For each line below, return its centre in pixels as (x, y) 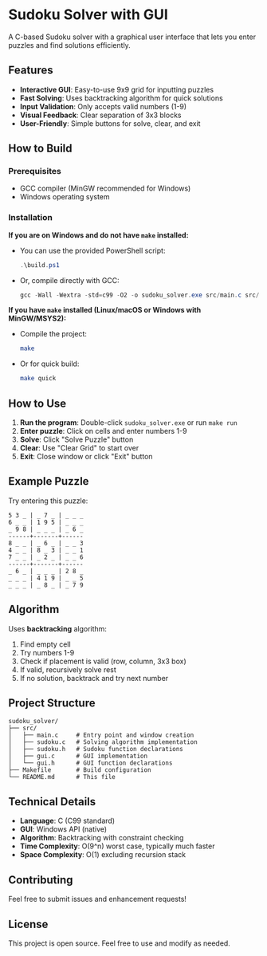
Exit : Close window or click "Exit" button (86, 457)
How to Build (41, 149)
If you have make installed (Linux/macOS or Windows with (105, 310)
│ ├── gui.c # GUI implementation (78, 756)
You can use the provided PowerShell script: (92, 250)
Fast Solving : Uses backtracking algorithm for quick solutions (121, 98)
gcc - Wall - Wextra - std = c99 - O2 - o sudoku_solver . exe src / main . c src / (139, 295)
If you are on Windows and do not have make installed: (98, 235)
